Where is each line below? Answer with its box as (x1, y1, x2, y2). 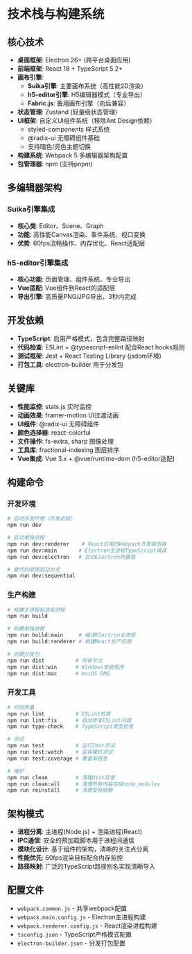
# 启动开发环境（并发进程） (7, 515, 76, 522)
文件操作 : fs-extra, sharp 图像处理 (17, 437, 114, 445)
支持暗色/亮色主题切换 (27, 143, 91, 150)
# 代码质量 (7, 704, 35, 711)
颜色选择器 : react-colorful (17, 428, 91, 437)
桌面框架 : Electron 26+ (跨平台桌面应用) (17, 56, 131, 64)
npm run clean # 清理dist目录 (7, 774, 116, 781)
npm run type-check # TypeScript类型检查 (7, 723, 134, 730)
